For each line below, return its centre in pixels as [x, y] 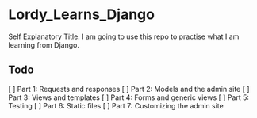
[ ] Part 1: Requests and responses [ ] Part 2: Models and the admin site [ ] [129, 89]
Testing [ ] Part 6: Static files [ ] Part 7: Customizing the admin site [116, 105]
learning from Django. [44, 44]
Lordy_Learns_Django [81, 15]
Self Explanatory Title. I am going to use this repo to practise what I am [124, 36]
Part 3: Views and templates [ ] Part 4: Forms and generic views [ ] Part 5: [129, 97]
